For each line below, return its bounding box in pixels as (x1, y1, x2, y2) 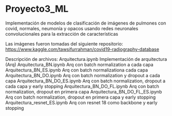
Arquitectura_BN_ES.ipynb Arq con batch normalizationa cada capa (5, 67, 148, 73)
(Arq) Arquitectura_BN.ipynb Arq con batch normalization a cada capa (5, 61, 154, 67)
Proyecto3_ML (5, 3, 69, 15)
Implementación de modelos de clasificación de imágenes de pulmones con (5, 20, 166, 26)
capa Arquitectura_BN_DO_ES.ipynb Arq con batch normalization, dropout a (5, 78, 166, 84)
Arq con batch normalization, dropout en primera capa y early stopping (5, 94, 156, 100)
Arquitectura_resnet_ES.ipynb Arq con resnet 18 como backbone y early (5, 99, 158, 105)
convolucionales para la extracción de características (5, 31, 119, 37)
